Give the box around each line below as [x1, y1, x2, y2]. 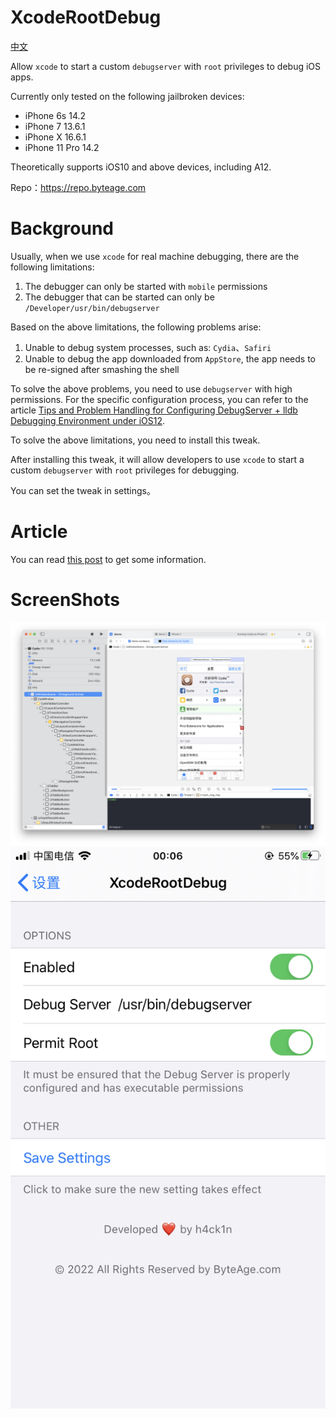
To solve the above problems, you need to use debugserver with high [10, 382, 293, 395]
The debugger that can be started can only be [24, 291, 215, 303]
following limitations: [10, 261, 95, 273]
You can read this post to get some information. [10, 553, 207, 565]
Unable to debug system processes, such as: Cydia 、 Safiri [24, 341, 272, 353]
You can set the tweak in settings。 [10, 484, 156, 496]
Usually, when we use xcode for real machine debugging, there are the [10, 250, 300, 262]
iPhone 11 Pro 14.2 [24, 141, 100, 153]
